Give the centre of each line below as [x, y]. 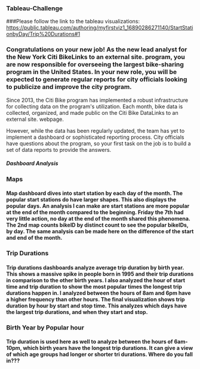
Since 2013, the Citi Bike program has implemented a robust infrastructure [97, 100]
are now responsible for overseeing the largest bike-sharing [95, 65]
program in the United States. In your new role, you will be [92, 72]
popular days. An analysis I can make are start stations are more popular [98, 206]
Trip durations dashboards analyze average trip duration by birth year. [95, 267]
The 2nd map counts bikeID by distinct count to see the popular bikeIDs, [97, 225]
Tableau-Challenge [35, 8]
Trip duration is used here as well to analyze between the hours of [90, 341]
